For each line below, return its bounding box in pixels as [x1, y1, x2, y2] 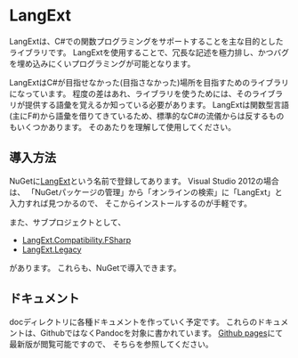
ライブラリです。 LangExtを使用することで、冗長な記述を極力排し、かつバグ [9, 46, 290, 58]
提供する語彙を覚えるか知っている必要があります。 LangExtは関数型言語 [24, 99, 289, 110]
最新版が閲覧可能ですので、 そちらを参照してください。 [9, 338, 213, 349]
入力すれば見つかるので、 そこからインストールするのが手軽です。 [9, 198, 252, 208]
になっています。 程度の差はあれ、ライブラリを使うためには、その [9, 88, 252, 99]
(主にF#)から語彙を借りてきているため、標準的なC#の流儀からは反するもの [9, 110, 285, 121]
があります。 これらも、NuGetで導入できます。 [9, 262, 181, 273]
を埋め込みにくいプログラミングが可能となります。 [9, 58, 196, 69]
